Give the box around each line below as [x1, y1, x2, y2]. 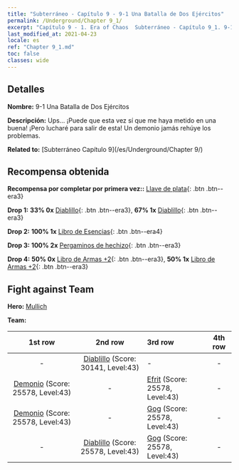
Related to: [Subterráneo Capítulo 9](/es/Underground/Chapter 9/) [7, 145, 203, 153]
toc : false [7, 51, 40, 58]
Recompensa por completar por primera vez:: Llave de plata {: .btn [7, 185, 205, 193]
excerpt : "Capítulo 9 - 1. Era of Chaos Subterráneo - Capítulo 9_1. [7, 24, 221, 31]
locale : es [7, 37, 40, 44]
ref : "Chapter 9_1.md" [7, 44, 75, 51]
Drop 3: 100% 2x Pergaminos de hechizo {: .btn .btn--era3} [7, 241, 181, 250]
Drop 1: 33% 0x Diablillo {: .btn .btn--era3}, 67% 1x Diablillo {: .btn [7, 206, 199, 215]
